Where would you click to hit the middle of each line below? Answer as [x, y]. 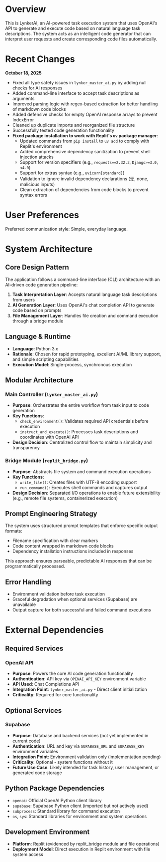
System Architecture [49, 249]
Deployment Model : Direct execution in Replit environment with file [81, 849]
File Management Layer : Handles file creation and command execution [85, 315]
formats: [14, 531]
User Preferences [42, 215]
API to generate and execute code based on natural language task [73, 28]
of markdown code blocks [39, 109]
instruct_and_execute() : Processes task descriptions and [79, 432]
